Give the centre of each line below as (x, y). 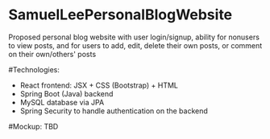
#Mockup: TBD (33, 126)
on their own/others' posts (52, 54)
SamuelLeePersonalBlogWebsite (120, 15)
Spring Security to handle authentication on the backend (114, 111)
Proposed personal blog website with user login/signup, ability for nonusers (134, 37)
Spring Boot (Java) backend (66, 93)
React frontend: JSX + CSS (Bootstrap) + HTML (99, 85)
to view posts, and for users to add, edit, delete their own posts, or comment (135, 45)
